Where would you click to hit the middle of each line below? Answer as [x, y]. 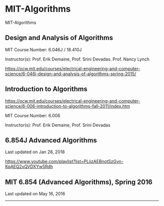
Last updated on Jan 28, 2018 [35, 152]
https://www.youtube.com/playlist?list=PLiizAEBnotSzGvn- [64, 162]
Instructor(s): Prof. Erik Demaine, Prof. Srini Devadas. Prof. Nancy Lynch [77, 59]
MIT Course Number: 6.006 [33, 115]
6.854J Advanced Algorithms [51, 140]
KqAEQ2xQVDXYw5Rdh [29, 166]
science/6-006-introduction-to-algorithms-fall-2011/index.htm [68, 106]
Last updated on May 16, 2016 [35, 194]
